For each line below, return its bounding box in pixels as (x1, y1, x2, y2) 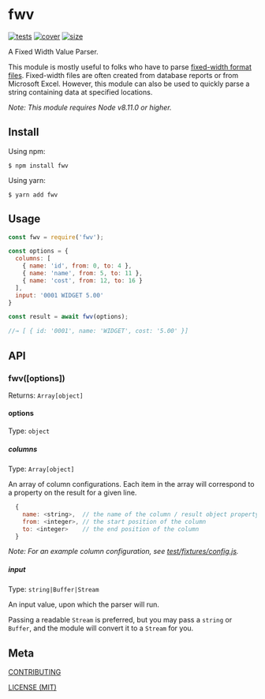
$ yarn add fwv (8, 191, 58, 199)
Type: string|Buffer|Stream (8, 585, 99, 594)
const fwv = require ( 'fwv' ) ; (8, 233, 104, 241)
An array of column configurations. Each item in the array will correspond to (8, 480, 255, 489)
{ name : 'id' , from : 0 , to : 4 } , (22, 262, 132, 270)
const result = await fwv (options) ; (8, 313, 129, 321)
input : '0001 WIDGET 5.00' (15, 291, 104, 299)
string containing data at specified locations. (8, 87, 153, 96)
